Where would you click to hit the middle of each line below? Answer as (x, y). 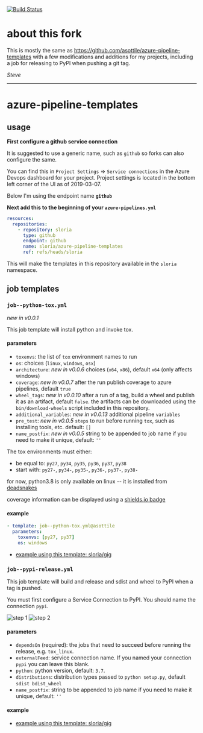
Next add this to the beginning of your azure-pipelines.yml (81, 207)
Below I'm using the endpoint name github (59, 195)
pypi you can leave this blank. (52, 664)
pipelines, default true (43, 388)
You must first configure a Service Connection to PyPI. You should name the (101, 599)
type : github (39, 235)
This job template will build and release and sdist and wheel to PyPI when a (100, 581)
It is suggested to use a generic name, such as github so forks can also (95, 153)
